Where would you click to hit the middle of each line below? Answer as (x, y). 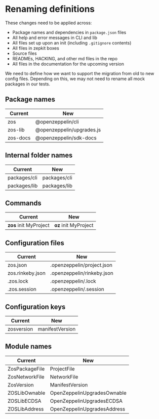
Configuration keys (35, 307)
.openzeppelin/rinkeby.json (82, 273)
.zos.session (22, 289)
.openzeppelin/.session (77, 289)
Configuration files (35, 243)
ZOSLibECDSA (24, 401)
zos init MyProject (29, 225)
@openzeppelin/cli (57, 122)
